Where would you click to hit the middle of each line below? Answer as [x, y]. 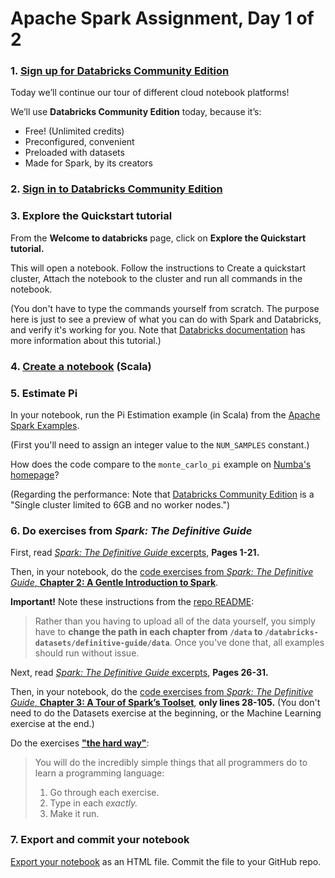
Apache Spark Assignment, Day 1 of [162, 18]
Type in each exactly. [93, 803]
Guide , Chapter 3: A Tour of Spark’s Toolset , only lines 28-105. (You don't [165, 703]
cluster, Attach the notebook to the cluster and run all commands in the [156, 278]
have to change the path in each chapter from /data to [148, 632]
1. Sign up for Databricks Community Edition [120, 71]
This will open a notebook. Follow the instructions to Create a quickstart [158, 268]
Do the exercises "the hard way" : [80, 743]
